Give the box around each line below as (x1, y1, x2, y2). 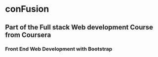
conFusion (5, 3, 49, 15)
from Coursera (5, 30, 51, 39)
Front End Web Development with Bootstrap (5, 45, 113, 52)
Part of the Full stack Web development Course (5, 23, 154, 31)
